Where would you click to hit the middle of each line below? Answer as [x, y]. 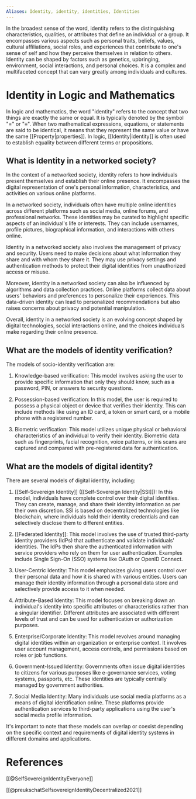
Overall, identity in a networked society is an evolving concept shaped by [94, 320]
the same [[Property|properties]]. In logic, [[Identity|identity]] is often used [96, 136]
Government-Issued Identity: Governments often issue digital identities [100, 666]
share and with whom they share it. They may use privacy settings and [91, 260]
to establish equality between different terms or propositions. [80, 142]
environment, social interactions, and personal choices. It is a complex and [96, 65]
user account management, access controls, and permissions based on [101, 649]
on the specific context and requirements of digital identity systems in [90, 732]
